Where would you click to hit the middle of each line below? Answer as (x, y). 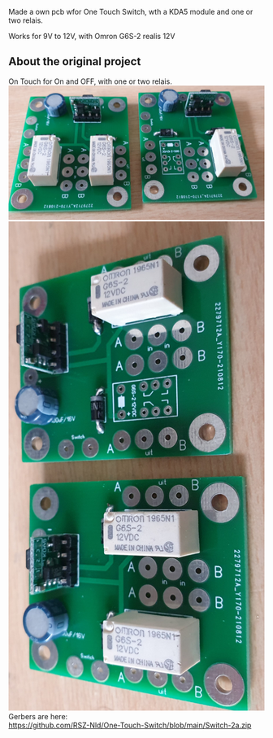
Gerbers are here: (38, 716)
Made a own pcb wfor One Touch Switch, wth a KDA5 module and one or (131, 12)
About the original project (75, 61)
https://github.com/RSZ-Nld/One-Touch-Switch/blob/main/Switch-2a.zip (130, 725)
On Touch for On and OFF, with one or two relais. (90, 81)
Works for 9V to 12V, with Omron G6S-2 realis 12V (92, 36)
